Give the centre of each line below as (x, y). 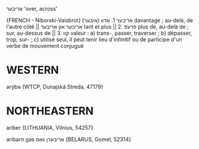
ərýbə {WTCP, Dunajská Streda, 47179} (55, 87)
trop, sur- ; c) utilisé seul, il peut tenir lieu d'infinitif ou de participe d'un (94, 39)
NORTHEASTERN (50, 111)
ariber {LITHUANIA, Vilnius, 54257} (50, 127)
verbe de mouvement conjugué (45, 46)
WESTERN (32, 70)
